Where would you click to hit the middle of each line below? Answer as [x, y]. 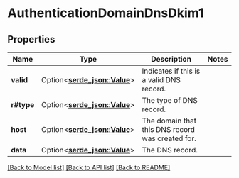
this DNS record [169, 129]
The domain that [169, 121]
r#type [23, 105]
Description [171, 59]
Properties [31, 39]
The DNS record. [170, 150]
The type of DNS [170, 100]
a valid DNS [161, 80]
